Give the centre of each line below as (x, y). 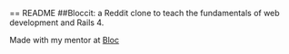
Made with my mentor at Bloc (65, 40)
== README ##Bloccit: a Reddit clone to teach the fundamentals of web (144, 13)
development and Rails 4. (57, 22)
